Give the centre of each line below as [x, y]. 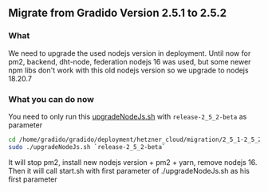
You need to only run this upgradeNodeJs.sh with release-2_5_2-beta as [128, 116]
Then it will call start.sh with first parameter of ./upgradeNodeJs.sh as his [129, 170]
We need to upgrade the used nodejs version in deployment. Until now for [130, 53]
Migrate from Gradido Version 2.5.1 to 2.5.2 [118, 13]
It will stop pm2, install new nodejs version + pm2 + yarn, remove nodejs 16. [133, 162]
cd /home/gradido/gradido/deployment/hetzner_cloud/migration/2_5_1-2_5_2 [135, 139]
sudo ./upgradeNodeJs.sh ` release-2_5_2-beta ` [87, 147]
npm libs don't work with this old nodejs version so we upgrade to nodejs [128, 70]
